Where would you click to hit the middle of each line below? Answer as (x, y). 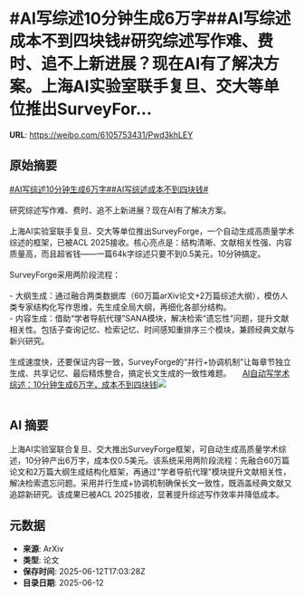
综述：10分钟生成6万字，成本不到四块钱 (84, 384)
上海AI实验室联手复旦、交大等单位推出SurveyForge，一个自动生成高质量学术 (152, 231)
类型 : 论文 (41, 560)
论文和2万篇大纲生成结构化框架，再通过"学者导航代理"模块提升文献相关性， (150, 471)
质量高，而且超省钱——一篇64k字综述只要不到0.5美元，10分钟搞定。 (138, 254)
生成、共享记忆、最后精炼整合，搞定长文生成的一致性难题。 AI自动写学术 (150, 373)
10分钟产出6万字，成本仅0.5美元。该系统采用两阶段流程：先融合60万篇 (157, 460)
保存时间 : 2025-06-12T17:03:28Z (84, 572)
